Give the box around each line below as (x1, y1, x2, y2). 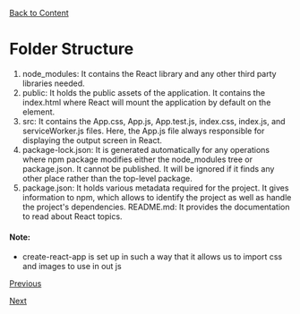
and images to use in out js (21, 261, 123, 272)
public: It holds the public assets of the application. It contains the (21, 87, 266, 98)
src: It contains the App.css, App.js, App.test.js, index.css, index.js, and (21, 115, 286, 126)
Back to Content (9, 8, 69, 18)
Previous (9, 278, 42, 289)
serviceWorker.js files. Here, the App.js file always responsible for (21, 125, 265, 136)
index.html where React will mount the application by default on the (21, 97, 271, 107)
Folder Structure (9, 39, 134, 59)
